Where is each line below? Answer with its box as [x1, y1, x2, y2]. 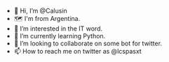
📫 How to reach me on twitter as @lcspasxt [13, 47, 142, 55]
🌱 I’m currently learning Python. [13, 32, 106, 40]
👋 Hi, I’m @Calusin [13, 7, 68, 15]
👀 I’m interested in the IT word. [13, 24, 103, 33]
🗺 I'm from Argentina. [13, 15, 81, 22]
